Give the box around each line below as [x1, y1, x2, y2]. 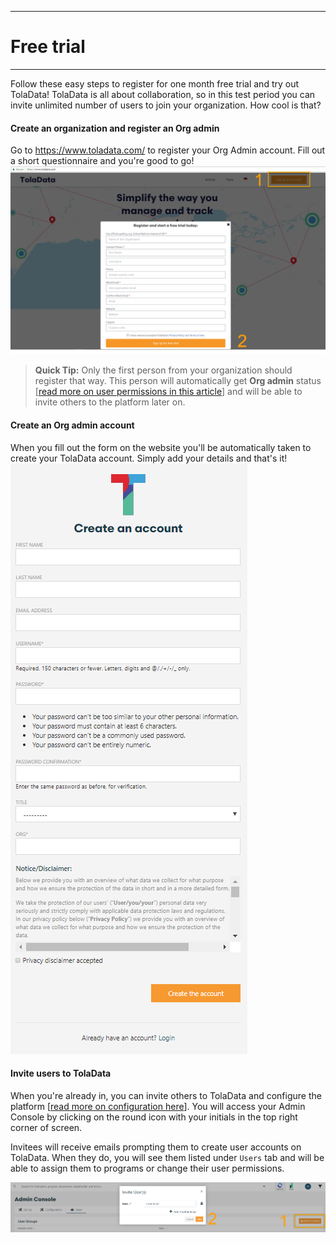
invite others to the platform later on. [34, 396, 186, 408]
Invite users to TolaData [10, 1067, 112, 1080]
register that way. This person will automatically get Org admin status [34, 375, 322, 387]
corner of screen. [10, 1121, 83, 1133]
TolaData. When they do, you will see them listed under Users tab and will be [10, 1151, 325, 1163]
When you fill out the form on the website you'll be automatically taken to [10, 441, 312, 453]
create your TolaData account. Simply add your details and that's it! [10, 452, 288, 464]
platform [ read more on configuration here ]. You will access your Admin [10, 1100, 306, 1112]
